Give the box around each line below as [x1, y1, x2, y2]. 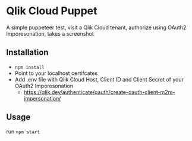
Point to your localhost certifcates [14, 70, 98, 77]
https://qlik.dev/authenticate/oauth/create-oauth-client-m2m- [23, 88, 175, 96]
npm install [14, 64, 45, 70]
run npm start [6, 128, 40, 135]
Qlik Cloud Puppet [6, 4, 97, 18]
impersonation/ [23, 95, 61, 102]
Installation [6, 48, 49, 58]
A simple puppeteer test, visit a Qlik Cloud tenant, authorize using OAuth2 [6, 24, 187, 31]
